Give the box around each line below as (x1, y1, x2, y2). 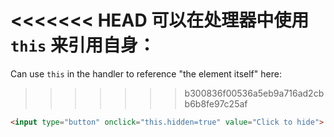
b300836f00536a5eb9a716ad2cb (184, 87, 325, 99)
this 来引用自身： (10, 34, 156, 57)
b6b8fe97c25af (184, 97, 248, 110)
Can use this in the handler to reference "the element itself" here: (10, 67, 282, 80)
